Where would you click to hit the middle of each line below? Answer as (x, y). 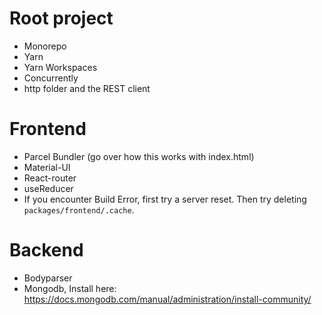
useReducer (48, 188)
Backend (46, 250)
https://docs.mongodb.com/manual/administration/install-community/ (167, 299)
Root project (61, 18)
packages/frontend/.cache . (79, 209)
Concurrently (51, 78)
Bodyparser (48, 278)
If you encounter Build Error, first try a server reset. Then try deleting (165, 199)
